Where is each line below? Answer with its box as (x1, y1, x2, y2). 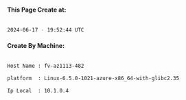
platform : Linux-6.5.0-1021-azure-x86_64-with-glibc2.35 (7, 75, 180, 82)
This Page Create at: (7, 5, 67, 14)
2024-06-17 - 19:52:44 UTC (7, 27, 84, 34)
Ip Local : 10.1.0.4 (7, 88, 69, 95)
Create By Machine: (7, 41, 65, 49)
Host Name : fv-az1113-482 (7, 62, 84, 70)
